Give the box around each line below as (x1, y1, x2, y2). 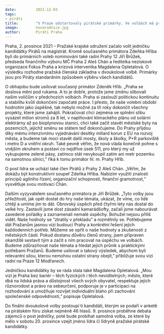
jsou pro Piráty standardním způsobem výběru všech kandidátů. (5, 74, 134, 80)
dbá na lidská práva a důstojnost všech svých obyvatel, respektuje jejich (5, 278, 151, 283)
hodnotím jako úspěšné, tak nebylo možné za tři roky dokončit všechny (5, 104, 148, 110)
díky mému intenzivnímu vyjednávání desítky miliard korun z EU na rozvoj (5, 130, 153, 136)
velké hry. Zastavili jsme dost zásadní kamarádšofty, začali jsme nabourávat (5, 206, 158, 212)
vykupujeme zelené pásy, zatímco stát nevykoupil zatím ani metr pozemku (5, 151, 155, 157)
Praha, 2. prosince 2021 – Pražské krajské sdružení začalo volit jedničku (5, 43, 150, 49)
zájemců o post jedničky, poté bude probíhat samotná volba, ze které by (5, 313, 150, 319)
